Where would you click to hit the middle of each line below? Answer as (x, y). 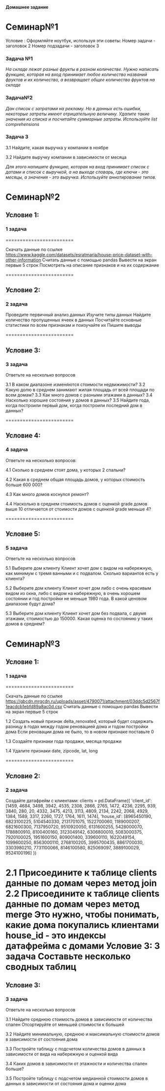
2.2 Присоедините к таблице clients (82, 894)
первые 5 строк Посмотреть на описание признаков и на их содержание (82, 265)
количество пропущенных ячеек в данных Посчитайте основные (74, 320)
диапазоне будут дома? (30, 604)
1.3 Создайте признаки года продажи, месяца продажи (64, 741)
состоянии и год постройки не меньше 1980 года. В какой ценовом (76, 599)
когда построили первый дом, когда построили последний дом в (74, 405)
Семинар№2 (33, 197)
